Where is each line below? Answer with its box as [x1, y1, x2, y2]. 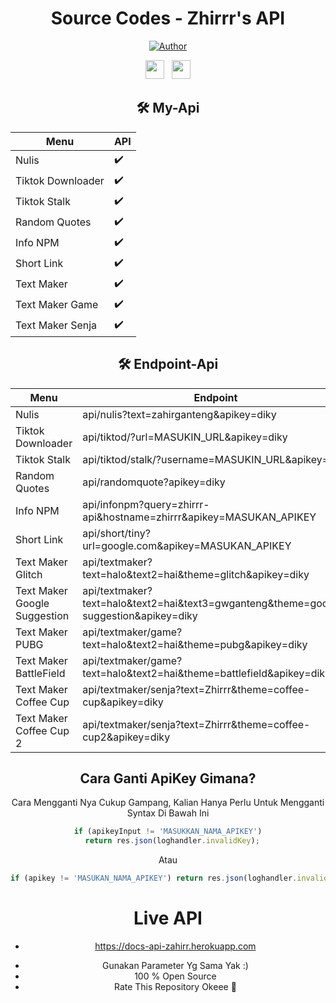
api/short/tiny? [82, 526, 151, 540]
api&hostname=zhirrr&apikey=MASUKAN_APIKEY [82, 510, 317, 524]
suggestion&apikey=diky [82, 608, 198, 622]
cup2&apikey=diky [82, 730, 171, 744]
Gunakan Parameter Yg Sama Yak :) [102, 959, 249, 971]
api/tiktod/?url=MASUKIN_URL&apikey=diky [82, 430, 288, 444]
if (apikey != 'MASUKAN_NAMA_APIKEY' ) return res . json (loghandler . [10, 873, 298, 884]
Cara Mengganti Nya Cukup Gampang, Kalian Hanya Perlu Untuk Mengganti [11, 797, 325, 809]
